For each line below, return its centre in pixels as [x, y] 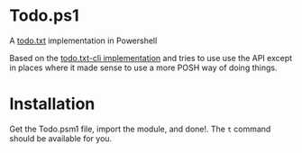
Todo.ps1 [44, 16]
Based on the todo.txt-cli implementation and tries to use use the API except [151, 58]
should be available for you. [61, 138]
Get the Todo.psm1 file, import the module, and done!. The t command [140, 129]
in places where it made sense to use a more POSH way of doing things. [143, 67]
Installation [52, 104]
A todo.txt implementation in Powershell [83, 40]
